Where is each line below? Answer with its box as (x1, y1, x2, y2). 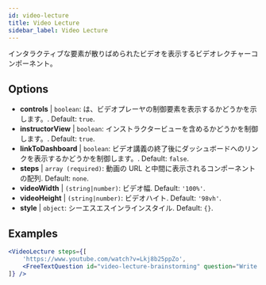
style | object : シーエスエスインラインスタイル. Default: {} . (19, 203, 214, 213)
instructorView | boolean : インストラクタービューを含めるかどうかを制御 (19, 124, 259, 134)
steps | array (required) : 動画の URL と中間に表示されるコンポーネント (19, 164, 256, 173)
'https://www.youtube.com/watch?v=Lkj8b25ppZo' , (22, 255, 187, 263)
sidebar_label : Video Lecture (8, 26, 109, 34)
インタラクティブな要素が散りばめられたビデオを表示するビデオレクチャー (8, 49, 252, 59)
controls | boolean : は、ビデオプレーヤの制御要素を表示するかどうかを (19, 104, 250, 114)
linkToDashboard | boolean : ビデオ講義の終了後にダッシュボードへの (19, 144, 245, 154)
